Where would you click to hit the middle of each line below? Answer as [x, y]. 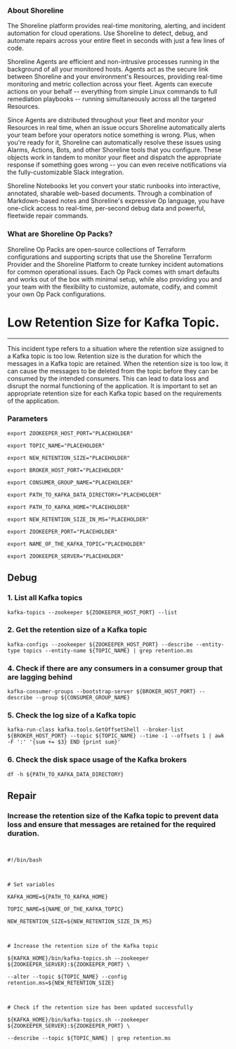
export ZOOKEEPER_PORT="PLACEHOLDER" [63, 532]
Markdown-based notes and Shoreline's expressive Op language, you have [116, 201]
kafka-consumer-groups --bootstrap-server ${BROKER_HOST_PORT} [102, 692]
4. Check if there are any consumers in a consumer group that [115, 668]
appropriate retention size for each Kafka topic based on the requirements [115, 393]
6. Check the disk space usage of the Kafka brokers [97, 760]
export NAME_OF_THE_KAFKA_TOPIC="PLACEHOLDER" [77, 544]
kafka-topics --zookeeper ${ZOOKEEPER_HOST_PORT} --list [92, 612]
